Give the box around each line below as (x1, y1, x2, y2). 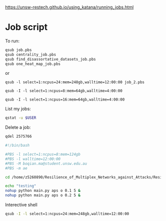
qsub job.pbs (5, 47, 32, 53)
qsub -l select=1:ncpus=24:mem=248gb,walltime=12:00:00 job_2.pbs (5, 80, 145, 85)
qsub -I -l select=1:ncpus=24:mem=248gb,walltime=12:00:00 (5, 212, 129, 217)
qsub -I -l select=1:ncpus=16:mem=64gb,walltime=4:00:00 (5, 97, 125, 102)
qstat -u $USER (5, 115, 37, 120)
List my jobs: (5, 106, 31, 112)
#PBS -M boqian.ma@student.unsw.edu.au (5, 161, 87, 166)
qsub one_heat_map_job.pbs (5, 61, 61, 66)
